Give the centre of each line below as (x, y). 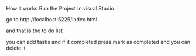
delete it (16, 48)
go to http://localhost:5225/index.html (52, 19)
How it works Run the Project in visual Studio (60, 8)
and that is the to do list (34, 31)
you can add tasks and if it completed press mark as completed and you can (98, 42)
